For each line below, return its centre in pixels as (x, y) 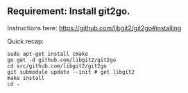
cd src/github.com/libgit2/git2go (57, 66)
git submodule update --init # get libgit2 (71, 72)
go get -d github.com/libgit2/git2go (62, 60)
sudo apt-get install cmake (48, 54)
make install (26, 78)
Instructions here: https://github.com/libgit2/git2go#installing (94, 28)
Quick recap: (25, 41)
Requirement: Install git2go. (69, 11)
